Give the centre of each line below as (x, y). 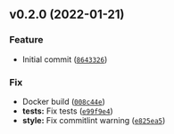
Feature (26, 40)
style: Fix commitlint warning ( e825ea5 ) (94, 120)
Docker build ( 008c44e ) (63, 101)
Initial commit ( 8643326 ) (65, 59)
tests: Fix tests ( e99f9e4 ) (67, 111)
